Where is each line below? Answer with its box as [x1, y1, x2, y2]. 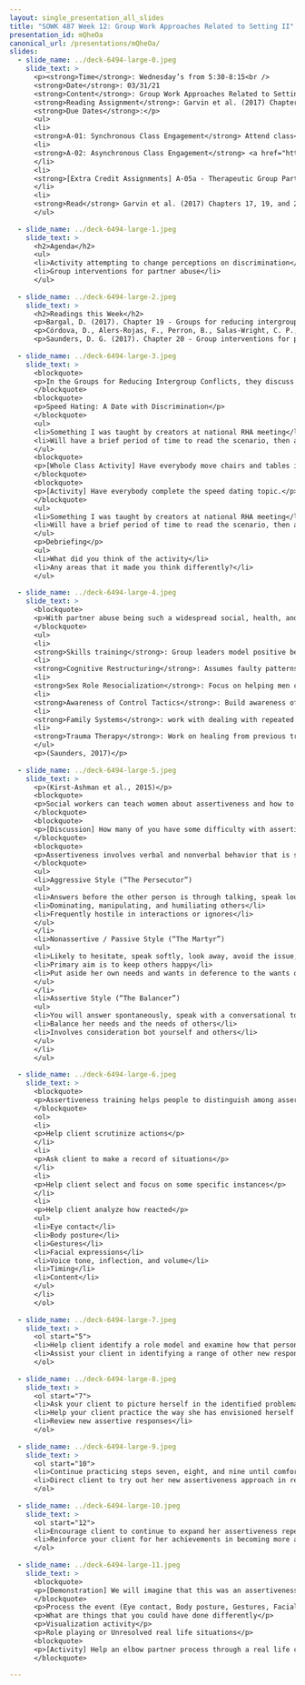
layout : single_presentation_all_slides [9, 13, 165, 23]
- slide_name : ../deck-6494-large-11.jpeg [17, 1560, 181, 1570]
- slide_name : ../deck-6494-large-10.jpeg [17, 1501, 181, 1510]
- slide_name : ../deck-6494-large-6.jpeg [17, 1070, 177, 1079]
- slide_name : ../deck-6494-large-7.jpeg [17, 1315, 177, 1324]
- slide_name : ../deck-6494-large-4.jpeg [17, 588, 177, 597]
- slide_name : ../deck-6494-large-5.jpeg [17, 766, 177, 775]
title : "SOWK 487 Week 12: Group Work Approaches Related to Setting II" [9, 22, 295, 31]
